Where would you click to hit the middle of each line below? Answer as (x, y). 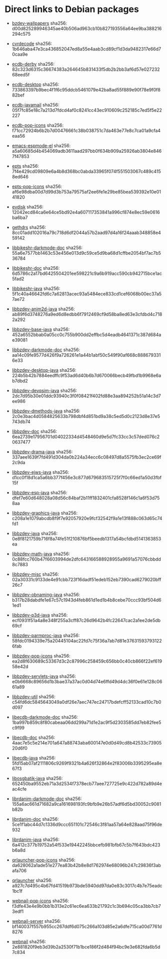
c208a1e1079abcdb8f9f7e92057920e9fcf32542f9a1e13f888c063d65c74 (87, 518)
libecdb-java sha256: (34, 758)
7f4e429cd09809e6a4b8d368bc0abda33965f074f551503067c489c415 (86, 171)
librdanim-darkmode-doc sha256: (47, 798)
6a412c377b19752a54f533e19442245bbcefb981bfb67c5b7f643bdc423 (86, 844)
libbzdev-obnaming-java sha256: (46, 594)
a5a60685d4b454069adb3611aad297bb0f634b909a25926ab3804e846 (87, 151)
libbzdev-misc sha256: (35, 574)
